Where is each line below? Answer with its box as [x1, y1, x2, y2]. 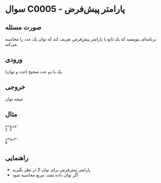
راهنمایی [5, 153, 28, 162]
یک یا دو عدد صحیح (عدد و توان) [5, 68, 62, 74]
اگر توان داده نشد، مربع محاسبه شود [12, 172, 78, 178]
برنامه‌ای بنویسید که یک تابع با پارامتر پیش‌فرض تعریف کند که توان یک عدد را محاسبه [5, 36, 157, 42]
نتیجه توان [5, 96, 23, 102]
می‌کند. [5, 41, 18, 47]
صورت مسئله [5, 23, 42, 31]
